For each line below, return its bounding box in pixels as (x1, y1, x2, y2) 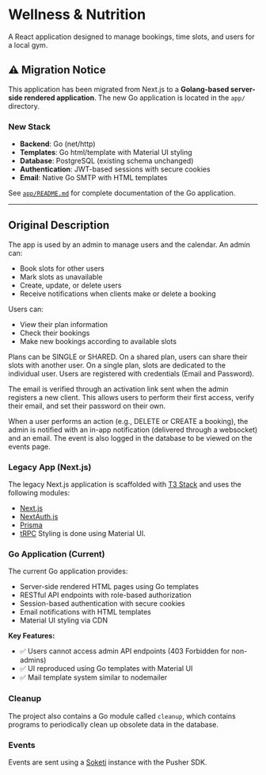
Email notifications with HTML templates (19, 607, 152, 617)
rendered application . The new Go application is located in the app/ (24, 93, 245, 102)
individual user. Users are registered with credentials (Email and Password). (8, 368, 255, 378)
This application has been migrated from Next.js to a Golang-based (8, 84, 230, 94)
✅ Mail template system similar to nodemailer (19, 673, 168, 682)
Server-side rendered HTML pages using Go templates (19, 582, 199, 592)
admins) (19, 655, 47, 665)
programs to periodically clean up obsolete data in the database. (8, 719, 219, 729)
